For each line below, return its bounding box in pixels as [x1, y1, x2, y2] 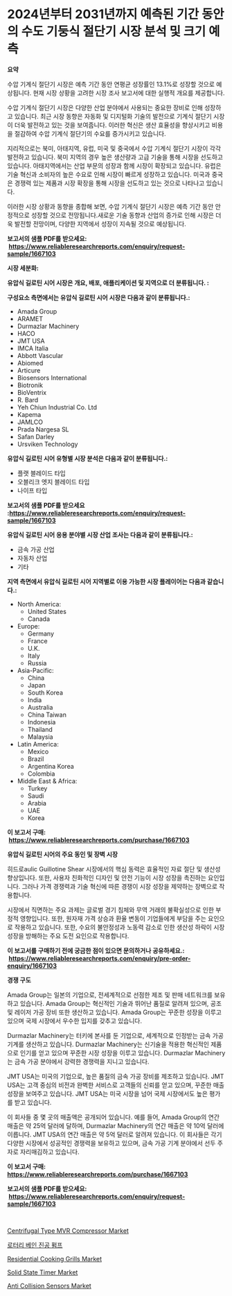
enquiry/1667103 [7, 962, 57, 970]
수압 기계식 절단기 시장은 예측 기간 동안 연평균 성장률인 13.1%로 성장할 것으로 [7, 80, 215, 88]
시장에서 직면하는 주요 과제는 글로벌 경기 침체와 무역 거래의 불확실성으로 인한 [7, 905, 215, 914]
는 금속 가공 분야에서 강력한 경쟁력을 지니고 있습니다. [7, 1057, 150, 1066]
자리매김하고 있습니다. [19, 1148, 80, 1156]
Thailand [27, 725, 53, 733]
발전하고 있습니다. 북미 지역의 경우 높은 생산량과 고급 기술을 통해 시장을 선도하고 [7, 153, 224, 161]
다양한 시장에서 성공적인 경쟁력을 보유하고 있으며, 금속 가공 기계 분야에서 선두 [7, 1139, 216, 1147]
